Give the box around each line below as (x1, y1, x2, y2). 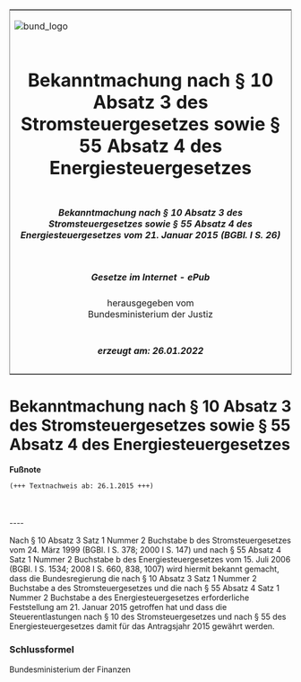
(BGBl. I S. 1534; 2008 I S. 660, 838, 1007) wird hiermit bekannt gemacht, (9, 563, 279, 574)
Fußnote (9, 464, 42, 474)
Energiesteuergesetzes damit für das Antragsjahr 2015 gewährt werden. (9, 621, 275, 632)
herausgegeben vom (107, 297, 194, 309)
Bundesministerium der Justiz (88, 308, 213, 321)
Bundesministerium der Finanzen (9, 664, 132, 675)
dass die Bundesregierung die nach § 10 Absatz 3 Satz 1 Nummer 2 (9, 573, 257, 584)
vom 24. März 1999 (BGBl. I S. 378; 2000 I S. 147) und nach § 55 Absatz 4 (9, 545, 282, 555)
